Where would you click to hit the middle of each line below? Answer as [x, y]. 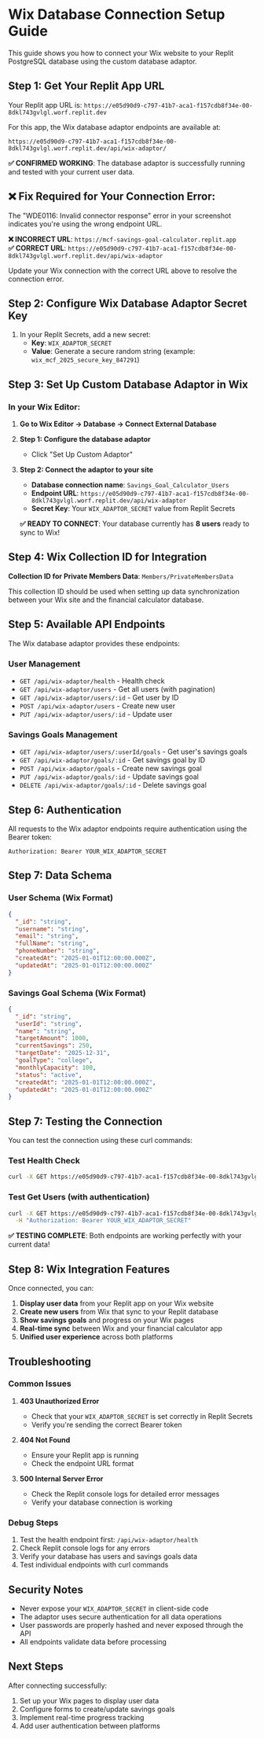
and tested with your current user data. [71, 171]
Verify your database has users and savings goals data [108, 1556]
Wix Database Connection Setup [117, 15]
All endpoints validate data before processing [93, 1641]
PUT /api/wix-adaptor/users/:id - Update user [96, 714]
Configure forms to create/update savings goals [97, 1709]
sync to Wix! [40, 533]
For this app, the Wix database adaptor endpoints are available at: [115, 127]
